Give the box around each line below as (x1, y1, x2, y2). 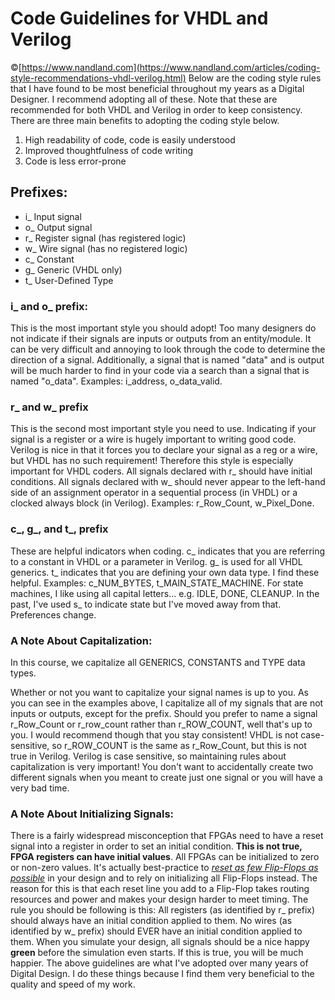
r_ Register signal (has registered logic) (24, 232, 187, 244)
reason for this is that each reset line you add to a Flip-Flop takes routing (10, 883, 310, 895)
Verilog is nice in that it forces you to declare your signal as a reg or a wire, (10, 444, 318, 456)
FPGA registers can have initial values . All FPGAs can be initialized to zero (10, 851, 320, 863)
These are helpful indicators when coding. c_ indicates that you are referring (10, 545, 326, 557)
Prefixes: (10, 184, 68, 201)
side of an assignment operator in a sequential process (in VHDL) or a (10, 487, 298, 499)
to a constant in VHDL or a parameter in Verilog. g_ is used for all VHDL (10, 555, 303, 567)
